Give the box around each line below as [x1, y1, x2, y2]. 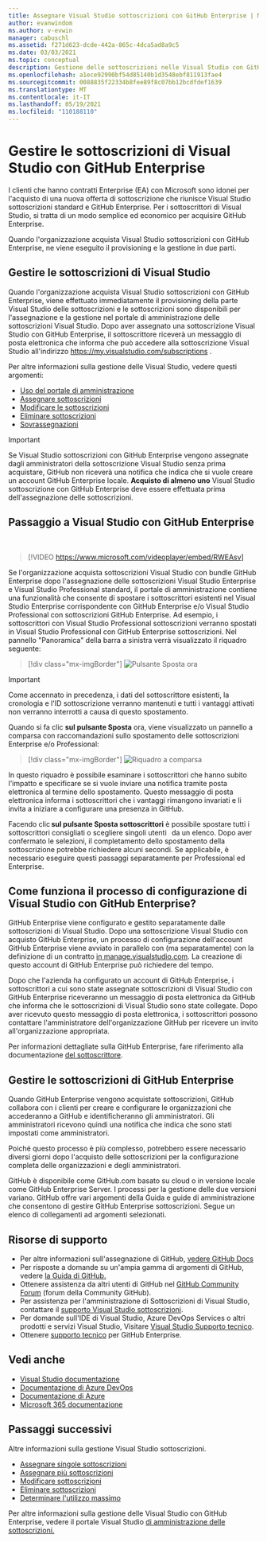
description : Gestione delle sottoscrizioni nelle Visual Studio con [8, 64, 244, 72]
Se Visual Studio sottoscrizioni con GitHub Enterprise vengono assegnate [8, 450, 249, 460]
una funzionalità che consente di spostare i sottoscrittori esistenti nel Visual [8, 593, 256, 602]
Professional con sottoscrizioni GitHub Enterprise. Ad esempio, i [8, 609, 219, 619]
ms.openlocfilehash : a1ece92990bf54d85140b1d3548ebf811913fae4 [8, 71, 222, 79]
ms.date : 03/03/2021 [8, 49, 77, 56]
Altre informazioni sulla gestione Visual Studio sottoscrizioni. [8, 1443, 207, 1453]
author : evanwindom [8, 19, 73, 27]
